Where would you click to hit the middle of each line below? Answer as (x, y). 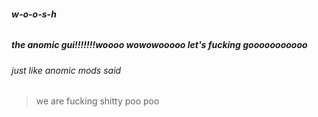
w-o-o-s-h (34, 14)
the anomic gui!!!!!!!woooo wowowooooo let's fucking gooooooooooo (159, 45)
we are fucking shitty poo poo (97, 101)
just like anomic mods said (66, 70)
